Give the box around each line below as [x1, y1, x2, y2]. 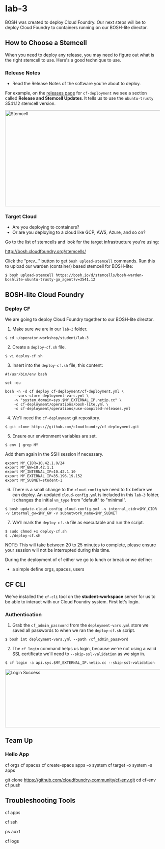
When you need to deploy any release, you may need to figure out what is [5, 52, 155, 58]
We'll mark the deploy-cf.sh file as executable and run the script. [12, 520, 144, 526]
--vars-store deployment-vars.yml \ [14, 393, 89, 399]
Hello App [5, 751, 29, 758]
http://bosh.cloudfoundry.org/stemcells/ [5, 249, 86, 254]
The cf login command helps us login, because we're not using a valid [12, 646, 157, 652]
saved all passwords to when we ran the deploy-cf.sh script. [12, 628, 136, 633]
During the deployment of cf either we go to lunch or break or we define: [5, 557, 152, 563]
